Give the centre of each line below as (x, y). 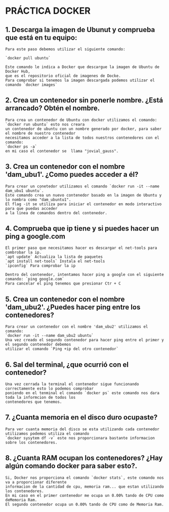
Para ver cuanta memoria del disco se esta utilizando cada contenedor (82, 429)
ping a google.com (35, 236)
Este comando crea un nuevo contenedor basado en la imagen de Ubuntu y (83, 195)
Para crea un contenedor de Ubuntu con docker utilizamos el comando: (81, 120)
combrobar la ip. (24, 252)
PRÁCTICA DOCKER (48, 11)
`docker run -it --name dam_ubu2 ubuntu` (50, 336)
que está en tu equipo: (41, 37)
